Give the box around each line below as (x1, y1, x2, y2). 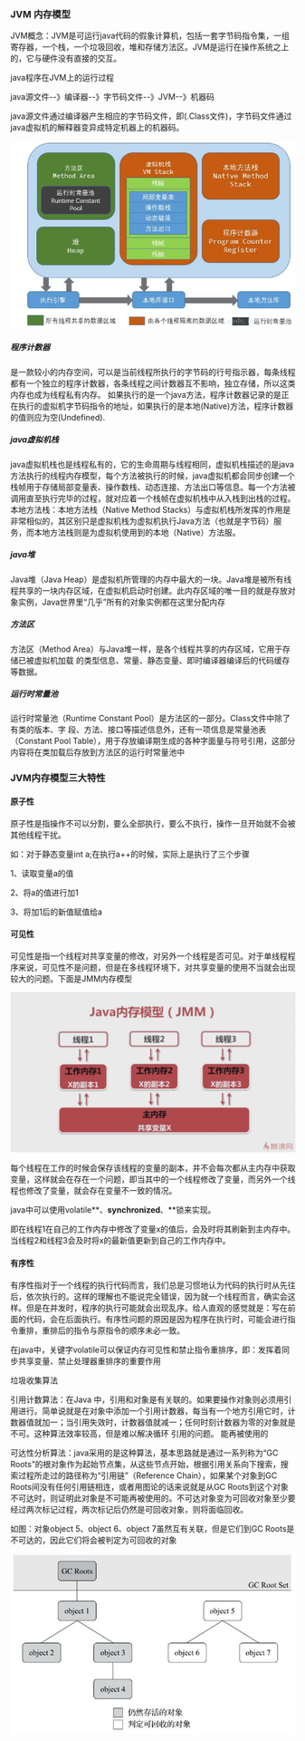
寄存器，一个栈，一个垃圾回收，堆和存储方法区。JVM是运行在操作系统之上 (10, 42, 290, 53)
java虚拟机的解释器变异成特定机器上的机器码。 (10, 122, 185, 133)
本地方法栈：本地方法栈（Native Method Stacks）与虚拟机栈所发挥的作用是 (10, 504, 291, 515)
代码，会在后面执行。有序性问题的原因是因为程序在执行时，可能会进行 (25, 1313, 288, 1324)
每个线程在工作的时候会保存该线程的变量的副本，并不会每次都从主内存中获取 (10, 1163, 296, 1174)
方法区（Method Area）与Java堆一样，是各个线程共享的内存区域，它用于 (10, 643, 283, 654)
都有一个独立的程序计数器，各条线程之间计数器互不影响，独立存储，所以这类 (10, 378, 296, 389)
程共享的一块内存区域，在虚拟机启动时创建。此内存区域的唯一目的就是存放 (10, 585, 288, 595)
